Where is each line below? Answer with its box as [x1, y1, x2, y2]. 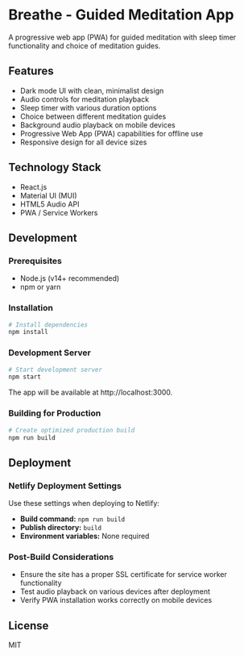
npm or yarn [19, 282, 61, 292]
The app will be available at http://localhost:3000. [8, 387, 173, 397]
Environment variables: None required [19, 531, 150, 541]
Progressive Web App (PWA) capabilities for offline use [19, 128, 204, 138]
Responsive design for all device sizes [19, 137, 147, 147]
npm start [8, 373, 42, 381]
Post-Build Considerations [8, 551, 114, 562]
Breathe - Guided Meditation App [8, 6, 234, 24]
